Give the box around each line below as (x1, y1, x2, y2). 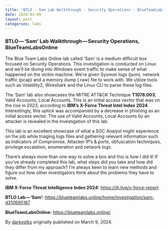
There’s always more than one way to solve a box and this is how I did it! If (5, 153, 158, 159)
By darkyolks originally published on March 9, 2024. (5, 218, 112, 225)
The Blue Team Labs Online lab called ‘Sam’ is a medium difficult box (5, 55, 147, 61)
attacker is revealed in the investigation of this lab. (5, 118, 109, 124)
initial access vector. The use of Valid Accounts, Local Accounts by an (5, 113, 150, 119)
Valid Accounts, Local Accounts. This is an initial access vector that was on (5, 97, 160, 103)
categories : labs (5, 21, 41, 26)
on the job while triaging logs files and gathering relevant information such (5, 133, 158, 139)
